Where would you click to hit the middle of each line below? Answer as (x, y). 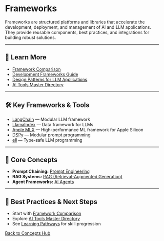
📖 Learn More (26, 57)
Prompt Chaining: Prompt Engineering (51, 171)
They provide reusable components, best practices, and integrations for (77, 32)
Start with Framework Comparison (47, 213)
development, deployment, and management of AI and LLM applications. (78, 27)
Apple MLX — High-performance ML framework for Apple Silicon (78, 130)
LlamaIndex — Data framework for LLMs (53, 124)
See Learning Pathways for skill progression (56, 224)
